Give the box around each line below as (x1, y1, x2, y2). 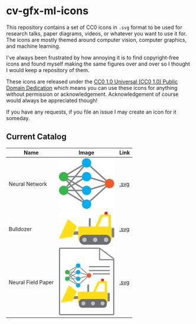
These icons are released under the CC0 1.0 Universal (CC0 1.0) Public (6, 78, 178, 85)
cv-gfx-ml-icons (6, 4, 89, 18)
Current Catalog (6, 132, 67, 142)
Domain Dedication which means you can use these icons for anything (6, 84, 178, 91)
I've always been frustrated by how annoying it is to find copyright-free (6, 54, 179, 61)
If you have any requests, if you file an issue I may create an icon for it (6, 108, 177, 115)
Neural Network (8, 180, 47, 187)
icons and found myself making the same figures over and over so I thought (6, 60, 190, 67)
